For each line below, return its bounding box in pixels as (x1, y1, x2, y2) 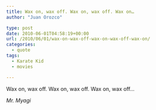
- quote (11, 47, 31, 54)
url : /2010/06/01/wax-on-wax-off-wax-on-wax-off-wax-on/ (6, 36, 151, 42)
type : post (6, 25, 33, 31)
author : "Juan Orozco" (6, 14, 63, 20)
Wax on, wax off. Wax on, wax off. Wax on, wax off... (6, 85, 135, 92)
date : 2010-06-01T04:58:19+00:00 (6, 30, 89, 36)
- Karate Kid (11, 58, 44, 64)
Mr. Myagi (6, 96, 31, 104)
